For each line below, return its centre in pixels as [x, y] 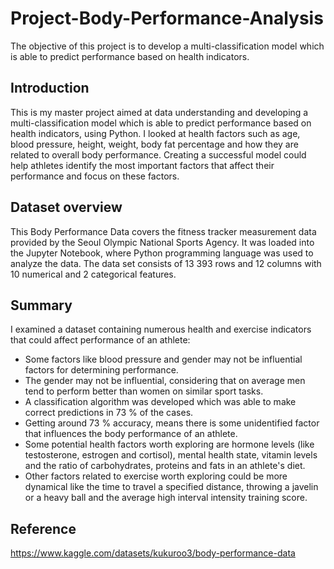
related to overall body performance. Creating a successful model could [158, 154]
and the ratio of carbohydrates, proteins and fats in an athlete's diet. [165, 466]
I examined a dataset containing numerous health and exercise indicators [161, 329]
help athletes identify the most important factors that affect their [142, 165]
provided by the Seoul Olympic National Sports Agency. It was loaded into [162, 242]
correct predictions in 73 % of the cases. [109, 413]
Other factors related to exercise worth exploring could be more [156, 476]
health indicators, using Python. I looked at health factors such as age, [155, 133]
